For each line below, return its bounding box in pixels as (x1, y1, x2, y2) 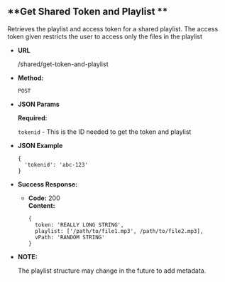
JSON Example (17, 141, 63, 150)
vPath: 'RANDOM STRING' (34, 234, 105, 241)
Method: (17, 73, 44, 82)
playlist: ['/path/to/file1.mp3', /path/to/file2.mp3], (34, 227, 204, 234)
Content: (28, 201, 55, 209)
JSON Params (17, 100, 60, 108)
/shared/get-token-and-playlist (17, 60, 109, 68)
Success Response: (17, 179, 78, 188)
